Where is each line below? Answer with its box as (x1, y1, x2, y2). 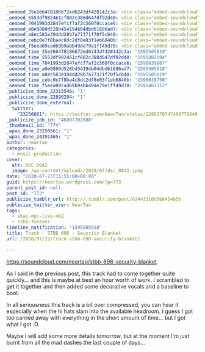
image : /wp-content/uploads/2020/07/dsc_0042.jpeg (12, 168, 143, 174)
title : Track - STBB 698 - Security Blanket (6, 230, 121, 236)
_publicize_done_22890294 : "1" (6, 94, 86, 100)
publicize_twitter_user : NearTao (6, 202, 92, 208)
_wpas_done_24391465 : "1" (6, 134, 72, 140)
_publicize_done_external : (6, 99, 75, 106)
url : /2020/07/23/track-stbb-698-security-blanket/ (6, 235, 140, 242)
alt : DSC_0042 (12, 162, 48, 168)
